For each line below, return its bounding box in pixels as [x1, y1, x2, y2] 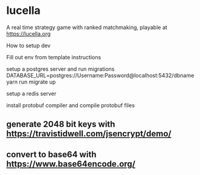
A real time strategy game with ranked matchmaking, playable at [6, 24, 168, 31]
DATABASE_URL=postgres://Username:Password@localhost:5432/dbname [6, 71, 195, 79]
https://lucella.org [6, 30, 51, 37]
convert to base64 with [6, 149, 97, 159]
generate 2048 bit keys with [6, 119, 116, 130]
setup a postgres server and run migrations [6, 65, 115, 73]
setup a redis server [6, 90, 57, 97]
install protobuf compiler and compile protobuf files [6, 101, 135, 109]
